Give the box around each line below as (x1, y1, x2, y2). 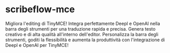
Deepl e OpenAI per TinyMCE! (5, 42, 69, 48)
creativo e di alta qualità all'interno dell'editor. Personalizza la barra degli (5, 31, 159, 37)
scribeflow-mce (5, 4, 75, 15)
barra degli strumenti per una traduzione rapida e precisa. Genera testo (5, 25, 156, 32)
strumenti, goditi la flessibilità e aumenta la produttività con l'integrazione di (5, 37, 165, 43)
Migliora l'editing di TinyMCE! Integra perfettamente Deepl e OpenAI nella (5, 20, 160, 26)
